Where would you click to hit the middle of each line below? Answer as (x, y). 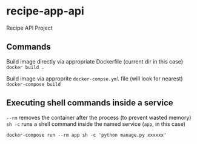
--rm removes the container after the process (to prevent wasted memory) (99, 117)
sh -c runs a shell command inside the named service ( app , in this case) (96, 124)
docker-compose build (34, 84)
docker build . (25, 67)
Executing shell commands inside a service (90, 103)
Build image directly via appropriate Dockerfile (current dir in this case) (95, 61)
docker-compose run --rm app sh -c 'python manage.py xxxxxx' (86, 135)
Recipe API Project (29, 28)
